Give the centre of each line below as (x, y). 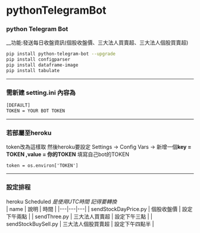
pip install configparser (38, 60)
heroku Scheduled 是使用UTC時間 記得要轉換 (62, 201)
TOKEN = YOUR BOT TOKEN (36, 111)
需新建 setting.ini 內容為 (41, 92)
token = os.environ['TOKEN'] (42, 166)
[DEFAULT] (18, 105)
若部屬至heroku (29, 133)
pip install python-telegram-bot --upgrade (61, 54)
